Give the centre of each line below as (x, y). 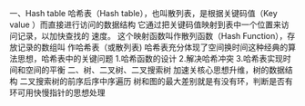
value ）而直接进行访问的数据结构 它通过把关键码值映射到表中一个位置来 (146, 24)
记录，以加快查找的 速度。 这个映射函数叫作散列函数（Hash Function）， (152, 36)
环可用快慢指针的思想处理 (57, 92)
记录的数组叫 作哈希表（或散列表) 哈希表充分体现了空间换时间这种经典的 (152, 47)
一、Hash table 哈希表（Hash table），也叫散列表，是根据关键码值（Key (143, 13)
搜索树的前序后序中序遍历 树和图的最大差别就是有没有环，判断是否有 (164, 81)
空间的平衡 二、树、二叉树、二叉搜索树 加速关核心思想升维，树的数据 (155, 70)
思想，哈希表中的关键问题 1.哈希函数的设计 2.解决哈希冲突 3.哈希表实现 (150, 58)
